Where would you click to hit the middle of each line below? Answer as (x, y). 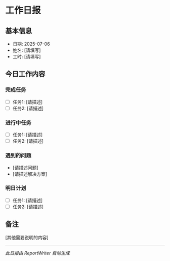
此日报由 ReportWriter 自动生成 (37, 253)
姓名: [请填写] (27, 50)
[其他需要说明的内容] (27, 237)
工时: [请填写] (27, 57)
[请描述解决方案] (30, 174)
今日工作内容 (25, 74)
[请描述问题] (26, 168)
